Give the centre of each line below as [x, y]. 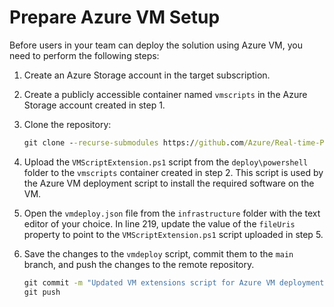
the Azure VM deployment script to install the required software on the [169, 183]
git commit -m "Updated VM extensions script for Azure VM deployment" [176, 282]
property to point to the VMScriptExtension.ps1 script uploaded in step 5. [173, 234]
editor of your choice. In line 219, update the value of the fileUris [159, 223]
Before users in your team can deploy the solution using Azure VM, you [156, 45]
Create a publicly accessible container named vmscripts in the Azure [165, 94]
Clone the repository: [67, 124]
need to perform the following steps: [84, 55]
